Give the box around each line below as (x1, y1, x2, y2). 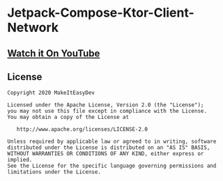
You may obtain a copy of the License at (7, 113, 130, 121)
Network (7, 19, 59, 36)
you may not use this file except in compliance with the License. (7, 108, 208, 115)
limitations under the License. (7, 168, 101, 175)
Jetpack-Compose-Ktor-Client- (7, 5, 195, 21)
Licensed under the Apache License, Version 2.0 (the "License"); (7, 102, 204, 109)
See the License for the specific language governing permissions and (7, 162, 217, 170)
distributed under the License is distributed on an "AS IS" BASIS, (7, 144, 210, 151)
